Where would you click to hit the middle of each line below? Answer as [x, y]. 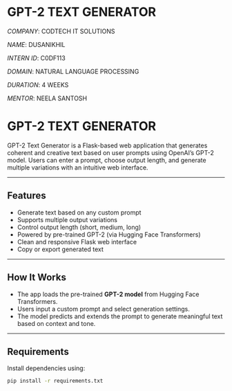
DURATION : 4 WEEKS [38, 84]
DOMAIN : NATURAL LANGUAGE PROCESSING [73, 71]
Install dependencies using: [46, 368]
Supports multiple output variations [67, 219]
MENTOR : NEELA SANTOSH [47, 98]
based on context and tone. [56, 323]
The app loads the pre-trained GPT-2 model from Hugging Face [108, 294]
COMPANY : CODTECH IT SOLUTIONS [61, 31]
